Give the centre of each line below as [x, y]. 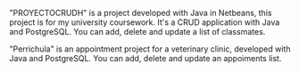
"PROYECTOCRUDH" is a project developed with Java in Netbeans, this [141, 13]
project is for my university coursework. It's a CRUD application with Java [145, 22]
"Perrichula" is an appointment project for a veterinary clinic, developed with [150, 49]
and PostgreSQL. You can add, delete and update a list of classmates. [137, 32]
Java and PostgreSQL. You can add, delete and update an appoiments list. [145, 58]
